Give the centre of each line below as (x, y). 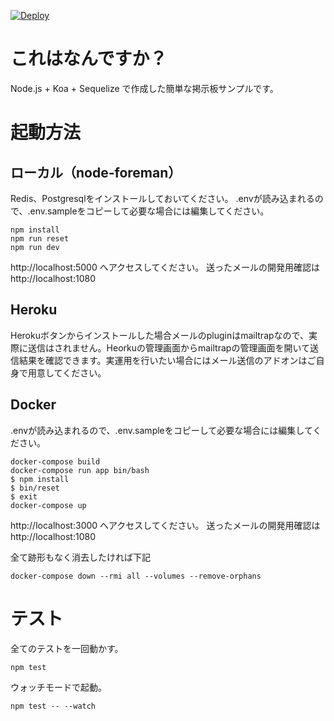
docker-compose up (48, 505)
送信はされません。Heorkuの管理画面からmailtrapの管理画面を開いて (168, 347)
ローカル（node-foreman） (96, 172)
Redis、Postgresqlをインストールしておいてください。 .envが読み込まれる (162, 198)
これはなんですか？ (89, 59)
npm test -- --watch (53, 706)
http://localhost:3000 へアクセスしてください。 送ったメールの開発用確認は (165, 525)
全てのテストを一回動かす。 (67, 648)
